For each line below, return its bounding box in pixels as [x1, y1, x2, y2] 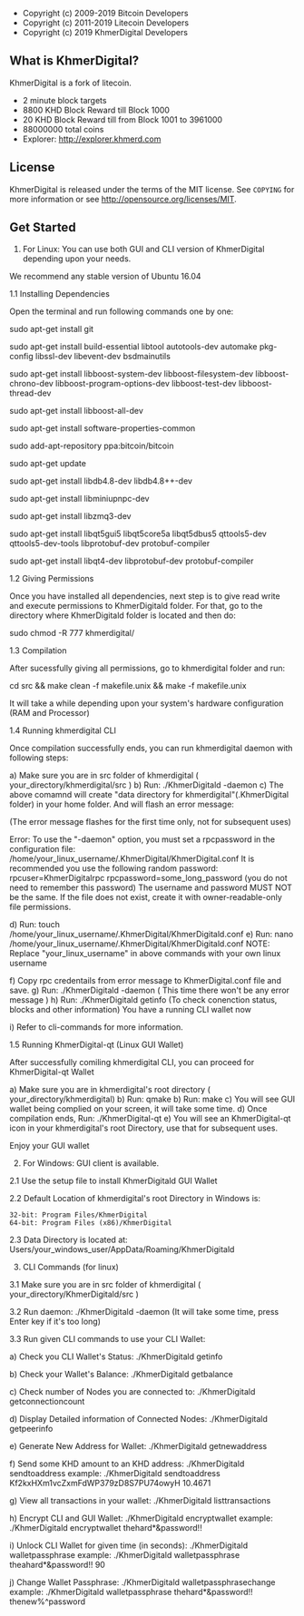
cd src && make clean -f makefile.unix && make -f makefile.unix [9, 681, 247, 691]
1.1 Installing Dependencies [9, 289, 111, 299]
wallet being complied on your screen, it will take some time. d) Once [9, 1103, 268, 1114]
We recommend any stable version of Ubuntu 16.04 [9, 271, 201, 282]
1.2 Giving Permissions [9, 573, 94, 584]
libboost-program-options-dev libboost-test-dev [55, 378, 237, 389]
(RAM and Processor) [9, 708, 91, 719]
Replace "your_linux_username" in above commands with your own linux [9, 948, 281, 959]
